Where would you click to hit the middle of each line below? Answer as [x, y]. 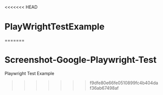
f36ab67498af [104, 88]
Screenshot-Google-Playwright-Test [81, 60]
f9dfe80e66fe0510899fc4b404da [124, 83]
